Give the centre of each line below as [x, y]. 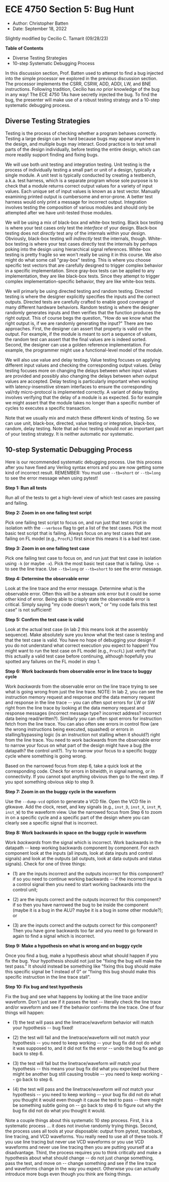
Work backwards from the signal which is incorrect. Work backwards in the [83, 842]
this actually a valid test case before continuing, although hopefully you [79, 656]
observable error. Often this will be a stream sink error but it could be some [83, 594]
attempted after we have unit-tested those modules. [59, 212]
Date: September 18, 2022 [39, 28]
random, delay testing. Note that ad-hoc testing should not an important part [84, 428]
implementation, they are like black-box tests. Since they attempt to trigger [82, 276]
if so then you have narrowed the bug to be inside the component [80, 905]
